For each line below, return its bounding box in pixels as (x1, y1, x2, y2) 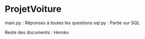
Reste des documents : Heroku (5, 29, 69, 35)
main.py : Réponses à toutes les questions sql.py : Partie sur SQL (5, 20, 140, 26)
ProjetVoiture (5, 3, 62, 15)
